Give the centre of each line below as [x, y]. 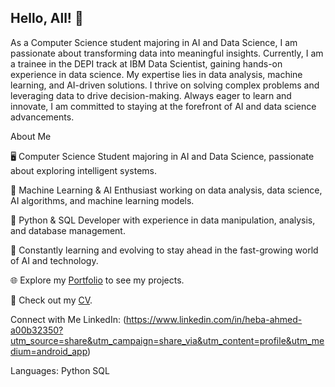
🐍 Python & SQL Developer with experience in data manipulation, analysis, [163, 220]
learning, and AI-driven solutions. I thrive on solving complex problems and [165, 85]
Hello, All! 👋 [47, 18]
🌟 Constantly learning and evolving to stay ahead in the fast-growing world [164, 250]
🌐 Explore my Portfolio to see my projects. [97, 280]
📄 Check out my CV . [51, 300]
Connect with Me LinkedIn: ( [68, 319]
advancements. [42, 117]
